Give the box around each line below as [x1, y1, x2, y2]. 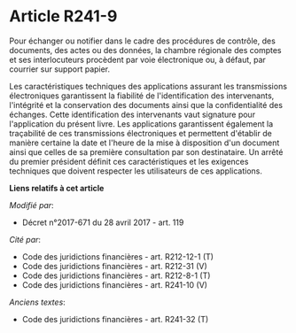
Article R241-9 [9, 6, 118, 27]
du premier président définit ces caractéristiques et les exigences [9, 156, 249, 166]
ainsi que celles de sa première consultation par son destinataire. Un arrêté [9, 146, 284, 157]
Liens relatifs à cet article [9, 182, 105, 193]
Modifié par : [9, 199, 55, 210]
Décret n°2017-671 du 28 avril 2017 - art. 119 [21, 217, 184, 228]
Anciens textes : [9, 297, 66, 307]
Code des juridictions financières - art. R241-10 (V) [21, 279, 208, 290]
